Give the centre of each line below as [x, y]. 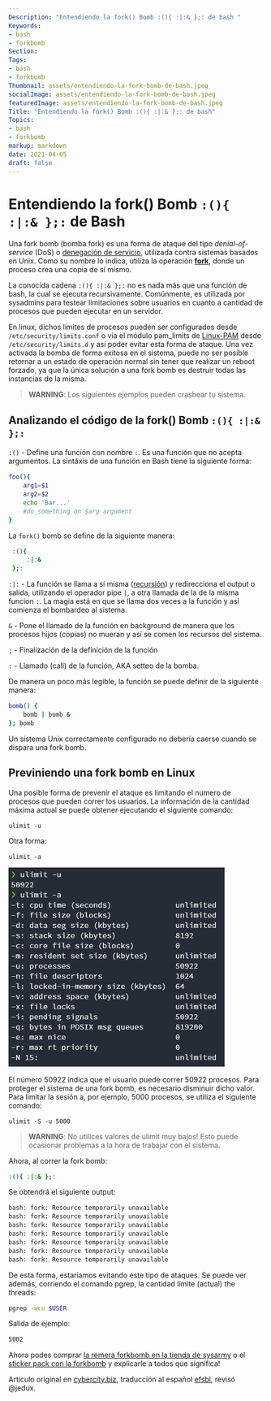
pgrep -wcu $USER [38, 1308]
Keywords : [25, 26]
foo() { [19, 477]
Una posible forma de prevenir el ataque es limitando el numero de [120, 792]
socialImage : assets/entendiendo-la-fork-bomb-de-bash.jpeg [112, 94]
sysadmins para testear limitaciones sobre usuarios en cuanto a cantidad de [136, 303]
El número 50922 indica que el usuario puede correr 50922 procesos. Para [134, 1079]
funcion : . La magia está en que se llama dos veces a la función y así [124, 601]
